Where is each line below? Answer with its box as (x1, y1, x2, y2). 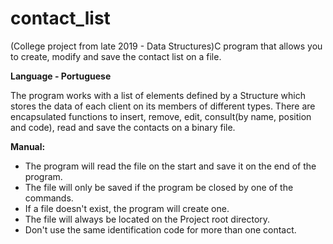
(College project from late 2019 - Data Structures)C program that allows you (10, 40, 323, 52)
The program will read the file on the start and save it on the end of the (24, 160, 317, 172)
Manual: (10, 140, 46, 152)
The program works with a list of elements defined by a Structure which (10, 89, 306, 101)
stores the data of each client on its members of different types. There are (10, 100, 316, 112)
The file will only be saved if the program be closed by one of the (24, 181, 294, 193)
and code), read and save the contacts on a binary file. (10, 121, 236, 133)
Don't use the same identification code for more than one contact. (24, 223, 297, 236)
